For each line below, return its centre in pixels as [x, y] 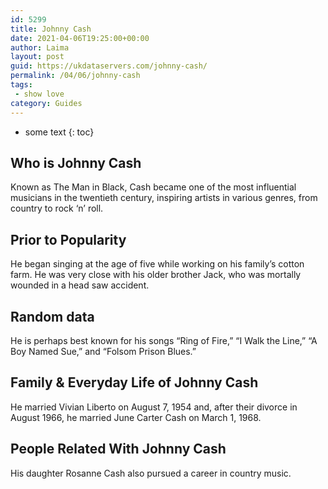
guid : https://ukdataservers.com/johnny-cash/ [109, 66]
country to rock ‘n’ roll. [57, 208]
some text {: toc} [59, 132]
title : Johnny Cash [51, 29]
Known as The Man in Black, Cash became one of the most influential [153, 187]
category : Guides [46, 103]
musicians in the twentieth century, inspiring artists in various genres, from [164, 198]
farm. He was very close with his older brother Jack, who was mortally [156, 275]
